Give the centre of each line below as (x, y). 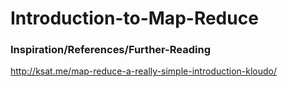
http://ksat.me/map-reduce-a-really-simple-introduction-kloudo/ (144, 71)
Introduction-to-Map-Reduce (134, 18)
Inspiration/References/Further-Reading (110, 50)
